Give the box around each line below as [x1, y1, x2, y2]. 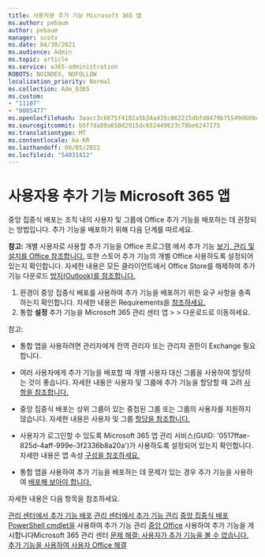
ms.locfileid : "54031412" [8, 151, 93, 159]
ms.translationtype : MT [8, 129, 87, 136]
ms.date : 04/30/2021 [8, 41, 77, 49]
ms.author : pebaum [8, 19, 69, 27]
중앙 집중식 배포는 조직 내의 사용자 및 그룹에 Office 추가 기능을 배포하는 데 [8, 215, 236, 225]
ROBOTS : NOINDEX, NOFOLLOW [8, 70, 97, 78]
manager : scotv [8, 33, 58, 42]
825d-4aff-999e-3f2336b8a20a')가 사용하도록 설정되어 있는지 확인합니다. [19, 441, 254, 450]
